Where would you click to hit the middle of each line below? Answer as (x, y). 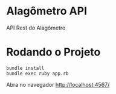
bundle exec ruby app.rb (37, 74)
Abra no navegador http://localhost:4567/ (58, 84)
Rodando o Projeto (53, 52)
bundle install (25, 68)
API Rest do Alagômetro (36, 28)
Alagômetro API (47, 11)
